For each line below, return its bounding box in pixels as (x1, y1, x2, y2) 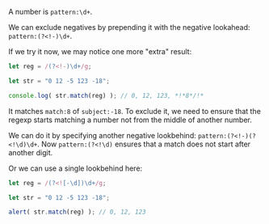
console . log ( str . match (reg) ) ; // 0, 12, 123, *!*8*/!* (8, 91, 204, 99)
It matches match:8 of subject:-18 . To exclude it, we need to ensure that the (8, 106, 261, 116)
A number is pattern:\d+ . (8, 7, 93, 16)
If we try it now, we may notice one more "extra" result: (8, 47, 192, 56)
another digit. (8, 147, 53, 157)
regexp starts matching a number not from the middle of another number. (8, 115, 253, 125)
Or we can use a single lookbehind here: (8, 163, 143, 173)
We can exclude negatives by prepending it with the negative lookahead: (8, 23, 250, 32)
